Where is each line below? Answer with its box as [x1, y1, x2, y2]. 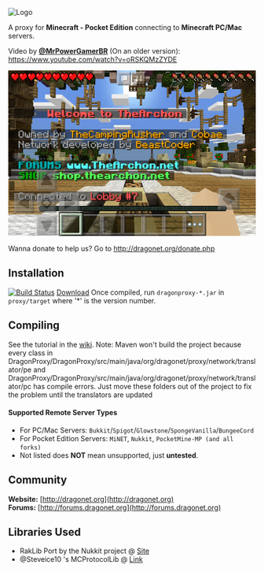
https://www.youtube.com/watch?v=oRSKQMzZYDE [8, 55, 178, 64]
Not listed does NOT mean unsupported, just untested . [19, 450, 199, 460]
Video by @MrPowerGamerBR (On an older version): [8, 46, 181, 55]
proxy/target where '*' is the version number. [8, 295, 156, 305]
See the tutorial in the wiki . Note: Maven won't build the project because [8, 340, 242, 349]
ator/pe [8, 365, 32, 374]
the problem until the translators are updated [8, 390, 153, 399]
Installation [8, 266, 64, 280]
